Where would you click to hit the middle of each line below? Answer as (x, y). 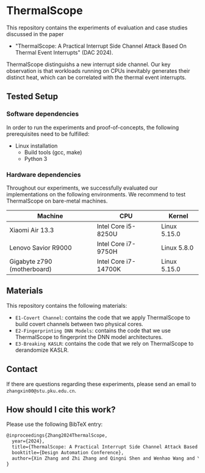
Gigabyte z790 (31, 261)
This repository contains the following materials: (67, 305)
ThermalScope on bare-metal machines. (57, 201)
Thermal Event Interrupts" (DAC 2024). (64, 52)
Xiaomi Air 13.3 (32, 230)
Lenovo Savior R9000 (41, 247)
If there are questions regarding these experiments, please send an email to (101, 384)
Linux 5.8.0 (178, 247)
